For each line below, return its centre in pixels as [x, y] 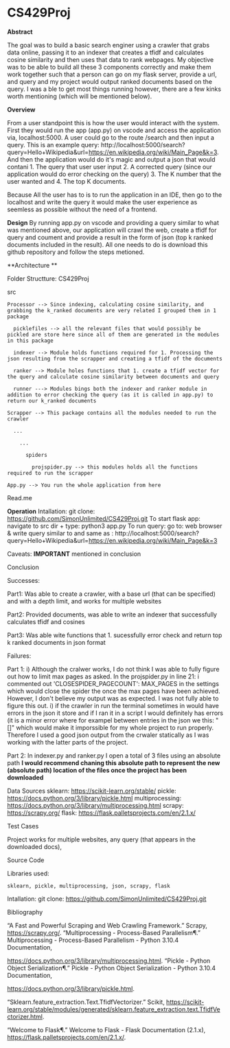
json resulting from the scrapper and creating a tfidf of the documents [115, 359]
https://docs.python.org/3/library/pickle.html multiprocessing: [94, 798]
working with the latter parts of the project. [68, 742]
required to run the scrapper [50, 473]
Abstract [20, 32]
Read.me [20, 498]
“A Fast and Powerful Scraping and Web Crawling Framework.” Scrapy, [107, 925]
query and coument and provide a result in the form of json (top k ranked [110, 237]
